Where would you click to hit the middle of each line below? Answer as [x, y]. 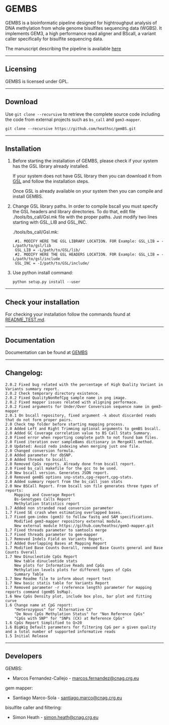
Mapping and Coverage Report [45, 495]
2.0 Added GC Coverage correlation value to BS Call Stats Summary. [78, 433]
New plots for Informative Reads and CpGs [59, 565]
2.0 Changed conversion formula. [40, 451]
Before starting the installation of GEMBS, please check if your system [85, 161]
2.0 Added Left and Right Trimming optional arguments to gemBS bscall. [83, 429]
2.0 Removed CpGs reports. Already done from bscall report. [71, 464]
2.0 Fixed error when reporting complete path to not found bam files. [82, 437]
